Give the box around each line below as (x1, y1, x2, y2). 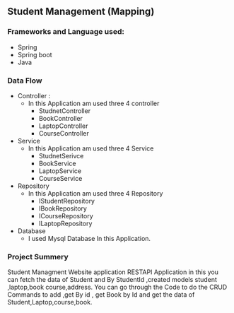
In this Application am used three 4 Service (28, 144, 154, 153)
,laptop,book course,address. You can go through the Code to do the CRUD (7, 283, 228, 292)
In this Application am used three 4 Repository (28, 189, 163, 197)
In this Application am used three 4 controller (28, 99, 160, 107)
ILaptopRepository (38, 219, 93, 228)
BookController (38, 114, 83, 122)
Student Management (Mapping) (7, 6, 155, 18)
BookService (38, 159, 76, 167)
